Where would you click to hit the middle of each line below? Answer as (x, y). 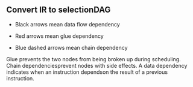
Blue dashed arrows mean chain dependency (71, 47)
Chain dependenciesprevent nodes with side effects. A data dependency (97, 65)
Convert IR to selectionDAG (59, 10)
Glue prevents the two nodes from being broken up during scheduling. (93, 59)
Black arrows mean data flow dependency (68, 24)
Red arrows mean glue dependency (59, 36)
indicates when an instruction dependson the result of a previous (87, 72)
